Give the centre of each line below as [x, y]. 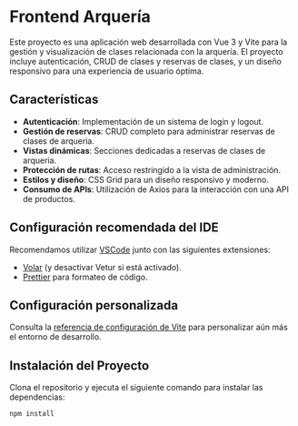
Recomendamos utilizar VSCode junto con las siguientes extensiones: [140, 249]
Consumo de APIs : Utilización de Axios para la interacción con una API [155, 189]
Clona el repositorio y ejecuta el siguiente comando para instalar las [136, 388]
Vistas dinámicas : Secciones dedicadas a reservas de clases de [144, 150]
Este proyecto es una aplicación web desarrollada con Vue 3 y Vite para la [149, 42]
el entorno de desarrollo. [55, 337]
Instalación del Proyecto [79, 365]
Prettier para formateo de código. [85, 277]
